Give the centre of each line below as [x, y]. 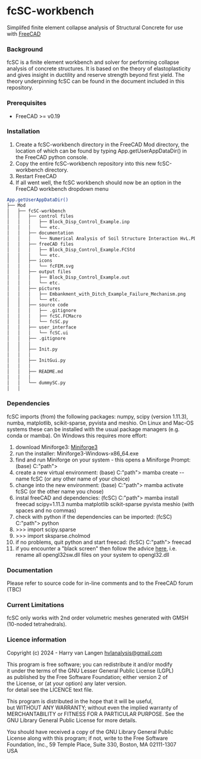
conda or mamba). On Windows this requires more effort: [77, 435]
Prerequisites [27, 103]
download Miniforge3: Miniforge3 [56, 447]
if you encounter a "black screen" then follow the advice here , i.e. [96, 548]
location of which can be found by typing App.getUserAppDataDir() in [101, 151]
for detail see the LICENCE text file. [50, 689]
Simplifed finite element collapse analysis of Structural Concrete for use [95, 27]
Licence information [37, 640]
